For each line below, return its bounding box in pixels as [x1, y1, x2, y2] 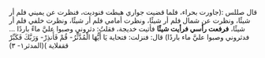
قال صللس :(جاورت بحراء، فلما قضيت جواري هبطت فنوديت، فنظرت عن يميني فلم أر [9, 8, 257, 16]
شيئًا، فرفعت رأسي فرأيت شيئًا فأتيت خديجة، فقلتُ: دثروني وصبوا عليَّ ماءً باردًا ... [9, 24, 245, 33]
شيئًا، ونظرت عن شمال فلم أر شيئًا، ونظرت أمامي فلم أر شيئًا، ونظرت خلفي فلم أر [9, 16, 251, 25]
